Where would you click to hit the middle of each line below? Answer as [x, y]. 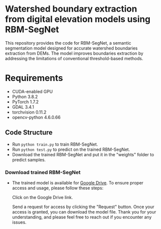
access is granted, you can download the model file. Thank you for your [84, 212]
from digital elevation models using [78, 19]
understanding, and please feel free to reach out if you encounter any [82, 217]
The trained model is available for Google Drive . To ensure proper [78, 182]
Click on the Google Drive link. [42, 197]
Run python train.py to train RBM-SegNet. [55, 144]
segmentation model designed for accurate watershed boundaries [71, 48]
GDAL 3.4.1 [23, 107]
